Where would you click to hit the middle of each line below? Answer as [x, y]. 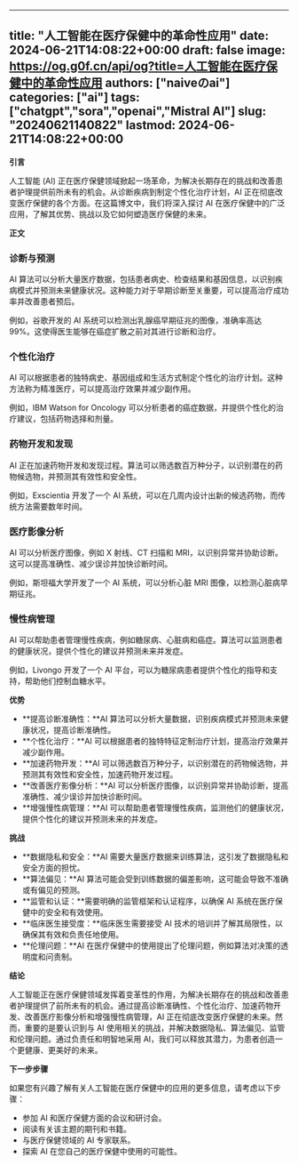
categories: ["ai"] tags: [74, 97]
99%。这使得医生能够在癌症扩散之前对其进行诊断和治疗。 [115, 332]
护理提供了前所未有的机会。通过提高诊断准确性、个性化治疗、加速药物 [145, 1006]
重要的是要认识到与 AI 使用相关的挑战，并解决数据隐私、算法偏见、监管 [155, 1028]
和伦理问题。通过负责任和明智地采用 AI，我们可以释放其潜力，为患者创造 [142, 1039]
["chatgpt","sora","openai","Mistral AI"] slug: [138, 112]
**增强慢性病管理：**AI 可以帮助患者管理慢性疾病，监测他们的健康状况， [155, 808]
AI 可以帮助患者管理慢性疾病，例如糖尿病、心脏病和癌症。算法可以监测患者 [146, 640]
